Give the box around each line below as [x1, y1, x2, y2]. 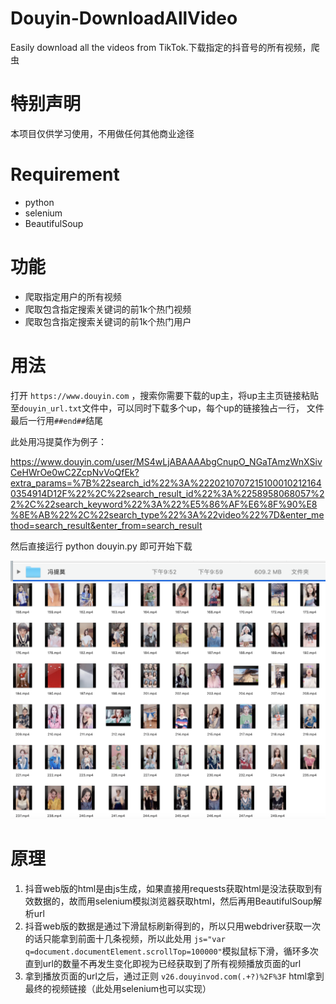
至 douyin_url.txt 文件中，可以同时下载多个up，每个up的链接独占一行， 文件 [10, 402, 325, 414]
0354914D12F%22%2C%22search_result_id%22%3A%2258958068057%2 [10, 487, 325, 499]
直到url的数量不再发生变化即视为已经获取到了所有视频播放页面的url [24, 957, 302, 969]
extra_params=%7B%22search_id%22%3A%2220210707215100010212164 [10, 477, 322, 489]
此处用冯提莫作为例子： [10, 435, 107, 447]
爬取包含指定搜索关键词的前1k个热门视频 [24, 303, 192, 315]
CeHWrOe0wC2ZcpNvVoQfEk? [10, 466, 140, 478]
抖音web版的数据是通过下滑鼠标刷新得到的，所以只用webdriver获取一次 [24, 920, 322, 932]
